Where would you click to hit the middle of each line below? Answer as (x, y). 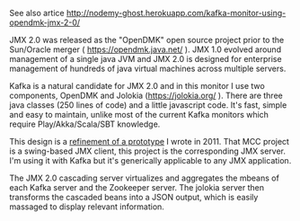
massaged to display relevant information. (87, 207)
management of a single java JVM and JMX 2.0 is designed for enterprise (146, 59)
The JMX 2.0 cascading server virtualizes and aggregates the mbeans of (145, 178)
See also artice (37, 13)
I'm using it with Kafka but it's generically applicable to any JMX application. (150, 160)
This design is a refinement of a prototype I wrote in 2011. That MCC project (150, 141)
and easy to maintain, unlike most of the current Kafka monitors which (139, 115)
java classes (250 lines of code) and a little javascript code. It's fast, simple (148, 105)
